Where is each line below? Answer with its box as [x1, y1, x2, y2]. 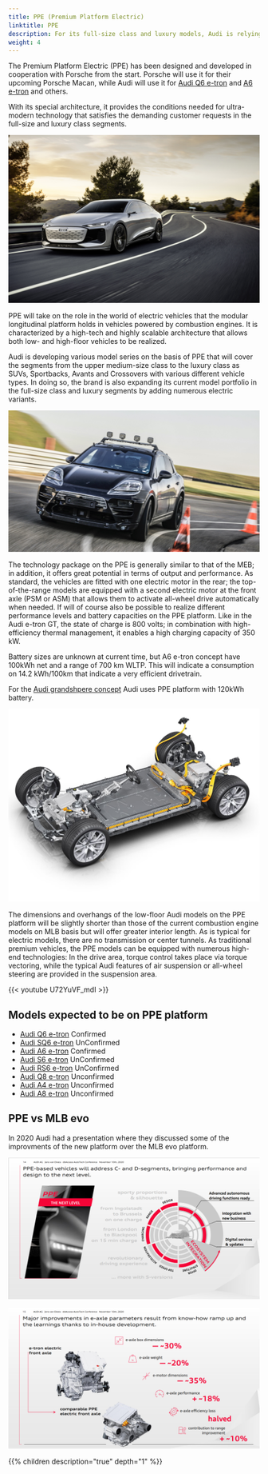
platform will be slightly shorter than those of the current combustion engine [8, 918, 259, 928]
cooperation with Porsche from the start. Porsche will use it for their [8, 70, 231, 79]
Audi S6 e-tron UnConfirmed [19, 1054, 115, 1064]
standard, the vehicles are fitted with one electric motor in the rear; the [8, 577, 241, 587]
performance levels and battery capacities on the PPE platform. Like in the [8, 611, 253, 621]
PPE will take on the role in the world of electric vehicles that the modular [8, 310, 249, 320]
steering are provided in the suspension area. [8, 969, 158, 979]
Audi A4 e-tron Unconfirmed [19, 1080, 114, 1089]
